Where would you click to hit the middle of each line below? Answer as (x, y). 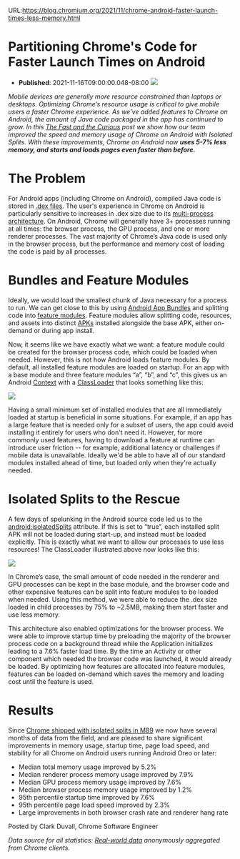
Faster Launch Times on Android (107, 62)
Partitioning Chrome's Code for (102, 47)
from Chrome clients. (39, 848)
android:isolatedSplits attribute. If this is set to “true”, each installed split (114, 526)
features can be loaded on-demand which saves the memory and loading (116, 674)
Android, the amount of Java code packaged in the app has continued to (116, 119)
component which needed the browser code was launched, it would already (120, 659)
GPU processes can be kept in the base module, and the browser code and (119, 584)
